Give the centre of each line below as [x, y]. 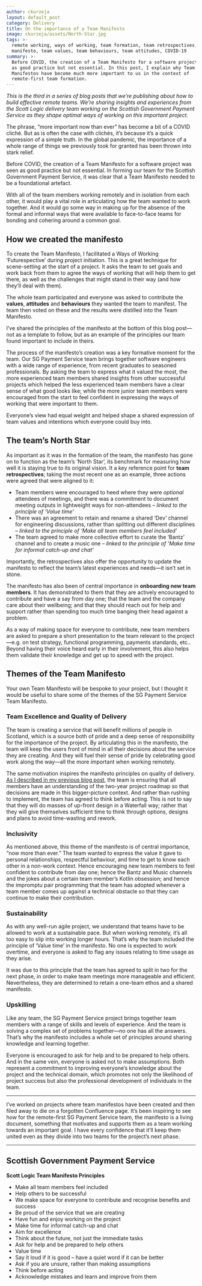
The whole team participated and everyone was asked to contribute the [95, 297]
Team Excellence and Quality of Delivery [67, 717]
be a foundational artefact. [39, 183]
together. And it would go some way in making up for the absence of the [96, 207]
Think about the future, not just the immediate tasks [79, 1238]
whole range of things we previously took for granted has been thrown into [99, 146]
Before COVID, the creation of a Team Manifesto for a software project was [99, 164]
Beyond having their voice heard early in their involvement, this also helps [98, 648]
